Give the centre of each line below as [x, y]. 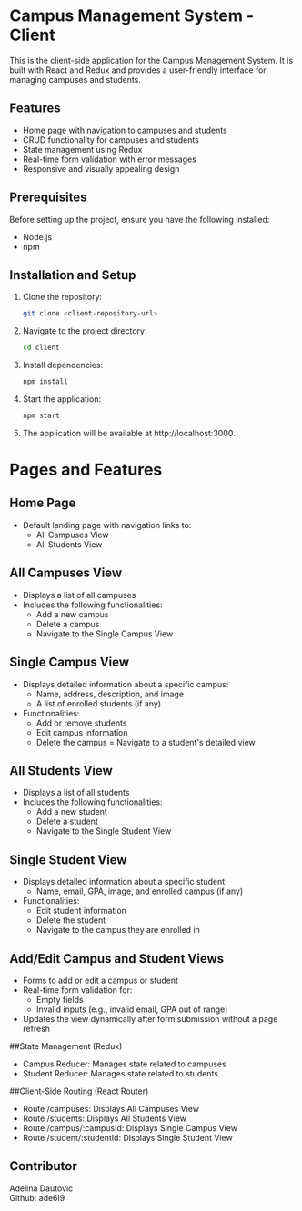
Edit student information [81, 911]
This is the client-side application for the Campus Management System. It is [151, 60]
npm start [41, 415]
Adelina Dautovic [41, 1188]
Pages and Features [86, 470]
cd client [41, 348]
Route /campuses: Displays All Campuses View [111, 1108]
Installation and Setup [73, 275]
